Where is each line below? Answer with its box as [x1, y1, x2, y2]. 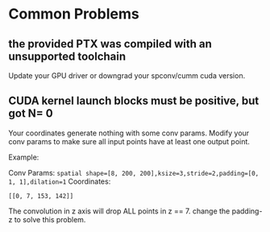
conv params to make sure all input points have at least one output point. [8, 136, 250, 146]
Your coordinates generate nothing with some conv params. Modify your [8, 128, 250, 138]
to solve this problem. [14, 214, 86, 224]
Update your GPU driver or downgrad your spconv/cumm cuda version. [8, 71, 246, 81]
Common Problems [8, 5, 139, 23]
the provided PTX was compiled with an [8, 37, 212, 51]
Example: [8, 152, 39, 162]
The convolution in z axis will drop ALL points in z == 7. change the [8, 206, 231, 216]
